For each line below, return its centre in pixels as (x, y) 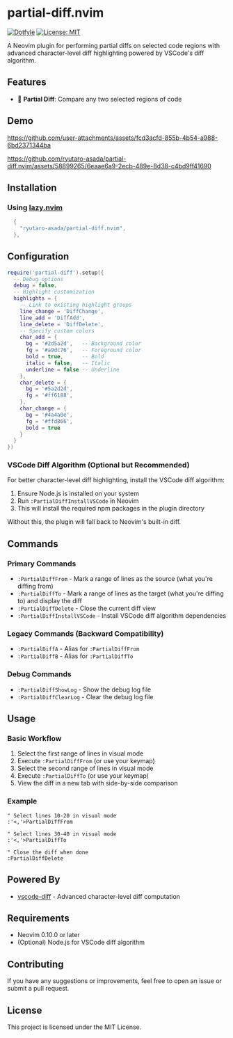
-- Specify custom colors (57, 331)
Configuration (38, 256)
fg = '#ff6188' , (49, 396)
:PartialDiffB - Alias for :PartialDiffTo (75, 656)
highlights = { (35, 298)
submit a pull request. (38, 989)
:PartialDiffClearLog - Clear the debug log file (85, 696)
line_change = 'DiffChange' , (62, 311)
